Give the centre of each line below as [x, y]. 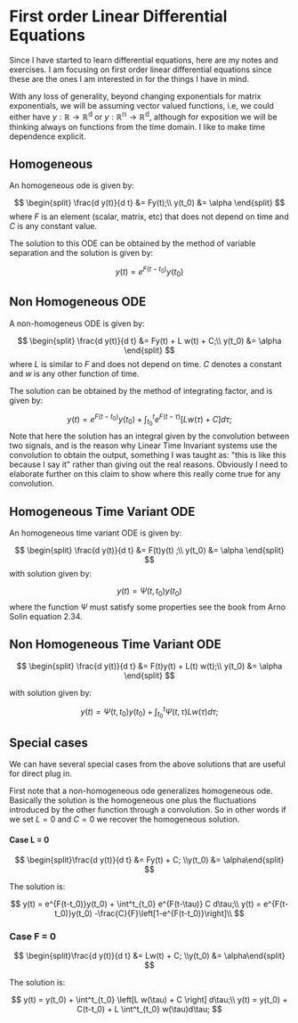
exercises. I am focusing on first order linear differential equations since [141, 70]
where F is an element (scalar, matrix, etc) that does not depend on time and [149, 217]
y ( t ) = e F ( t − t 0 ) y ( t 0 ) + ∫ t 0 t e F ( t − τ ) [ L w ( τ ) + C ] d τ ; [149, 420]
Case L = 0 [29, 840]
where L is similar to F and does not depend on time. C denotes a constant [145, 364]
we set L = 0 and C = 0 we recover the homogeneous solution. [125, 819]
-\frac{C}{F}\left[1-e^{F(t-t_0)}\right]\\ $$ [169, 913]
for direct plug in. [41, 773]
